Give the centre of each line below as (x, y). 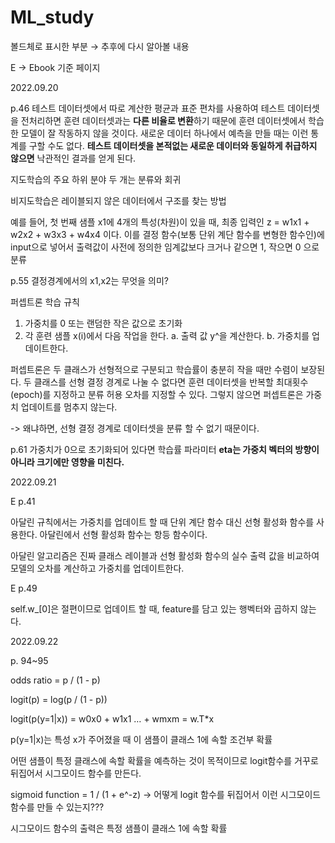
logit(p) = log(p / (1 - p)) (59, 699)
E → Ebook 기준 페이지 (55, 67)
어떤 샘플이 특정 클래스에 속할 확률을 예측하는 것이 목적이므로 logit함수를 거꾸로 (164, 760)
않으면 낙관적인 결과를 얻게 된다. (73, 158)
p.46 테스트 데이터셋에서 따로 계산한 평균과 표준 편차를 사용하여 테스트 (148, 108)
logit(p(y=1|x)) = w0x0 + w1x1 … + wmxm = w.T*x (112, 718)
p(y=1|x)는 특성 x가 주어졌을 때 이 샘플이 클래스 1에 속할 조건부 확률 (141, 739)
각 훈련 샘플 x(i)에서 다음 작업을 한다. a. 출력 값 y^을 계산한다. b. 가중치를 (167, 335)
